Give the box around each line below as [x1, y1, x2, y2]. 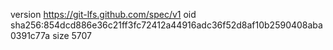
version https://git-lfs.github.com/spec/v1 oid [10, 9, 197, 20]
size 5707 [52, 30, 93, 41]
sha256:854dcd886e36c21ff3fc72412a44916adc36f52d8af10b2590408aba [10, 19, 323, 31]
